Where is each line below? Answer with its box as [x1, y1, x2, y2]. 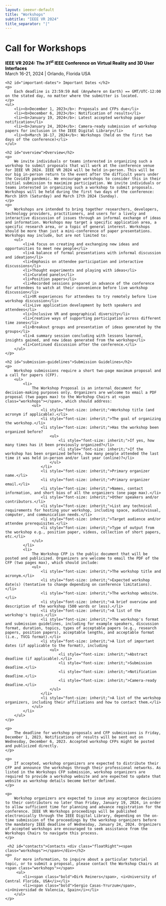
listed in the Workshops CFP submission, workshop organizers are [5, 769, 146, 774]
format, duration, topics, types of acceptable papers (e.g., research [5, 625, 157, 631]
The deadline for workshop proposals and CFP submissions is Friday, [14, 730, 162, 735]
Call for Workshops [5, 43, 87, 54]
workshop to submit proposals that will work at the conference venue [5, 163, 155, 168]
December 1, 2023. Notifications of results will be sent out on [5, 734, 143, 739]
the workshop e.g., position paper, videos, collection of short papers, [5, 530, 162, 535]
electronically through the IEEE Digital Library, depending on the [5, 813, 150, 818]
